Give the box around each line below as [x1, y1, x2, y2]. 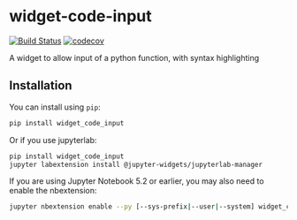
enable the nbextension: [9, 186, 97, 196]
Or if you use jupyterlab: [9, 134, 97, 145]
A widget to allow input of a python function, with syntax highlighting [9, 52, 260, 63]
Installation [9, 78, 72, 94]
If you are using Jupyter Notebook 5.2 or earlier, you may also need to [9, 176, 264, 186]
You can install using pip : [9, 102, 101, 112]
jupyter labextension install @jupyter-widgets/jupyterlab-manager [9, 160, 263, 169]
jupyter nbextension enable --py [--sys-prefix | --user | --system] [9, 202, 255, 211]
